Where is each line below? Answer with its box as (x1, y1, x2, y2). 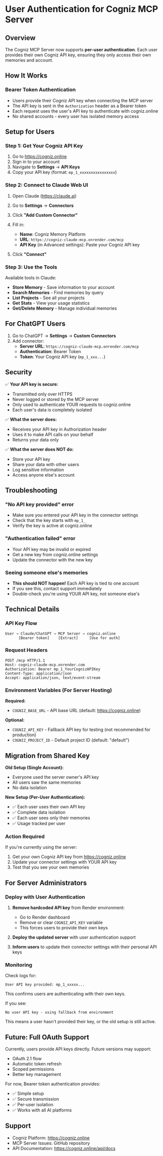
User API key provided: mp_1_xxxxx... (5, 982, 85, 987)
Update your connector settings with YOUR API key (12, 859, 117, 865)
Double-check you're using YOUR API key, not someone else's (12, 591, 140, 597)
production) (12, 732, 37, 738)
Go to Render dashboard (19, 914, 70, 920)
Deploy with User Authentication (5, 893, 85, 900)
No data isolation (12, 784, 47, 791)
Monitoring (5, 961, 33, 968)
